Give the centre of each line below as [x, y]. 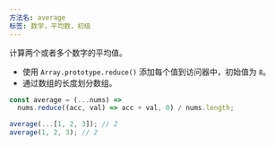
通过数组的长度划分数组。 [69, 82]
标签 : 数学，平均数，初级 [50, 26]
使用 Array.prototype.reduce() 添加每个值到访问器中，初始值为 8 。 [146, 72]
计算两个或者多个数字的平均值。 [68, 52]
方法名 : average [38, 17]
